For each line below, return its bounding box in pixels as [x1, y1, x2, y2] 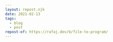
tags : [5, 16, 16, 21]
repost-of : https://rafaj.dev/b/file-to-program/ [5, 29, 109, 34]
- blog [9, 20, 23, 26]
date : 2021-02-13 [5, 12, 41, 16]
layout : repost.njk [5, 7, 45, 12]
